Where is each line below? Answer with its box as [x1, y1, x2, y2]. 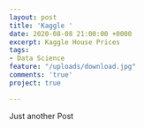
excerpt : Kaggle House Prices [9, 37, 121, 47]
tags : [9, 46, 29, 55]
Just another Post [9, 110, 74, 121]
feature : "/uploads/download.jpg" [9, 63, 137, 72]
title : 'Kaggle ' [9, 21, 73, 30]
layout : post [9, 12, 57, 22]
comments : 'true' [9, 71, 73, 79]
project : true [9, 79, 62, 87]
